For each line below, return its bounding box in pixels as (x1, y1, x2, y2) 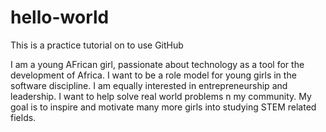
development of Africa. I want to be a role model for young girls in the (10, 69, 297, 81)
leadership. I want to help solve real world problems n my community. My (10, 90, 312, 102)
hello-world (10, 6, 110, 29)
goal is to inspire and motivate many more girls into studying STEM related (10, 101, 317, 113)
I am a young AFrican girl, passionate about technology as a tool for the (10, 58, 305, 70)
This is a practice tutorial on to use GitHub (10, 39, 184, 51)
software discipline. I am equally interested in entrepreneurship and (10, 79, 288, 91)
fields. (10, 111, 37, 123)
